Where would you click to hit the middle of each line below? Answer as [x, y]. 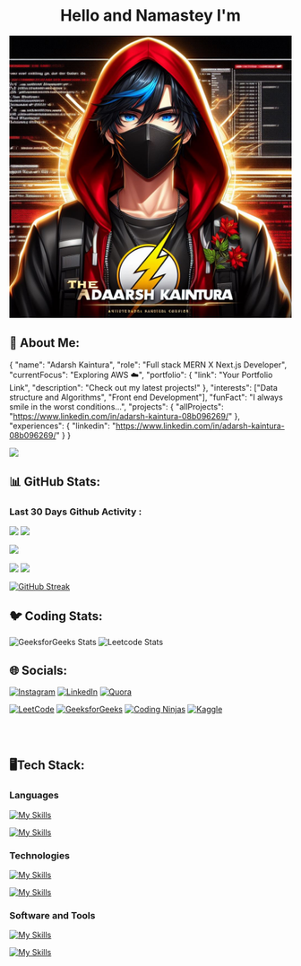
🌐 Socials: [39, 670]
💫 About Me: [45, 343]
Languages [34, 796]
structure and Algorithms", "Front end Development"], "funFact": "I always [146, 397]
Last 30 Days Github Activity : [76, 512]
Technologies [39, 855]
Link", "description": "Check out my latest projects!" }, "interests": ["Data [143, 387]
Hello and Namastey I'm [150, 16]
